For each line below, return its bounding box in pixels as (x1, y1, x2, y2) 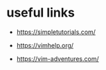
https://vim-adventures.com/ (16, 54, 99, 63)
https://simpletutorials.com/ (16, 28, 96, 36)
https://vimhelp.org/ (16, 41, 74, 49)
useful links (6, 5, 76, 21)
